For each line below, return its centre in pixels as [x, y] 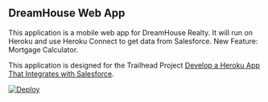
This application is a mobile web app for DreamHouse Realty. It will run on [131, 32]
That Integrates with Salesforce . [61, 73]
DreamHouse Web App [67, 13]
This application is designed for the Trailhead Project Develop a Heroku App [134, 65]
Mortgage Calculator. [43, 49]
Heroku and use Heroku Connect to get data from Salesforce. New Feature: [133, 41]
